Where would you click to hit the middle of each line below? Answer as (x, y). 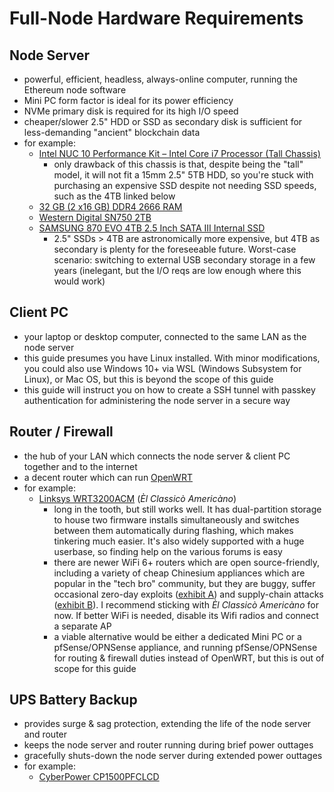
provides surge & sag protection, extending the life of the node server (167, 724)
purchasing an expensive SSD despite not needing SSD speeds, (185, 185)
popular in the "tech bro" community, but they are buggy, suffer (184, 583)
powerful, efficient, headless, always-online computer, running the (160, 79)
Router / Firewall (61, 432)
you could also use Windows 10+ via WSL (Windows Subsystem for (162, 368)
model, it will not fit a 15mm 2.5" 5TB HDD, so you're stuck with (183, 175)
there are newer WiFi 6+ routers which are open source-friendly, (186, 562)
